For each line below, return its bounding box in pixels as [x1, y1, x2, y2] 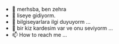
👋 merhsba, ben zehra [11, 6, 67, 12]
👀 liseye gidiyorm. [11, 12, 56, 19]
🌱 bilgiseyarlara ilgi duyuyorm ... [11, 18, 91, 25]
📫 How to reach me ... [11, 32, 67, 38]
